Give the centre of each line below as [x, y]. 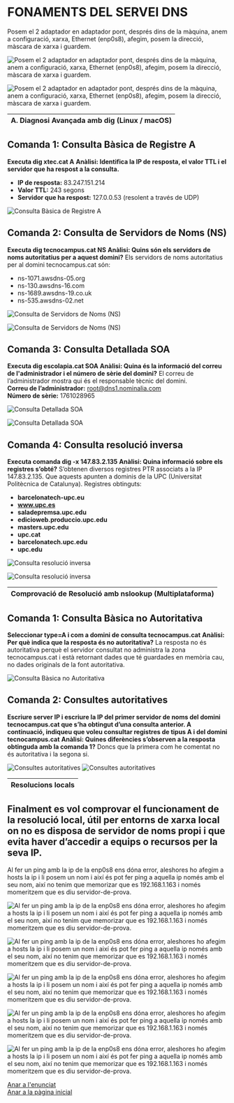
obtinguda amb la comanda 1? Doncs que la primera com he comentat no [114, 746]
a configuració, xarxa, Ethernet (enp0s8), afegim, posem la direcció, [105, 38]
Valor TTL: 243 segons [51, 190]
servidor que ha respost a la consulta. [64, 169]
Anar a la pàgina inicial [40, 1092]
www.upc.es [36, 505]
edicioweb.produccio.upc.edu [62, 520]
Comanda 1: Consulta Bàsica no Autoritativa [105, 618]
